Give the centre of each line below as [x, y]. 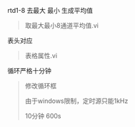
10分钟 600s [43, 116]
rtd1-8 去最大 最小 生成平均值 [50, 10]
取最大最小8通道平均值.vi [61, 26]
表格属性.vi [41, 56]
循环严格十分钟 [29, 71]
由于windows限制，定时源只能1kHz [76, 101]
